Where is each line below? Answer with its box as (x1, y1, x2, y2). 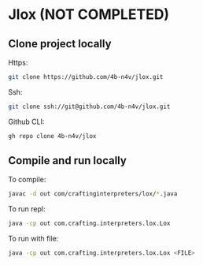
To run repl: (8, 204, 46, 214)
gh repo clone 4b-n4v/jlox (8, 132, 97, 140)
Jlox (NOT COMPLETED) (8, 6, 170, 24)
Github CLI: (8, 117, 45, 126)
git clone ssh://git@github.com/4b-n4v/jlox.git (8, 103, 171, 110)
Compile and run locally (8, 154, 127, 167)
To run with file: (8, 234, 59, 244)
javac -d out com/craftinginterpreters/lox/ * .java (8, 190, 178, 198)
